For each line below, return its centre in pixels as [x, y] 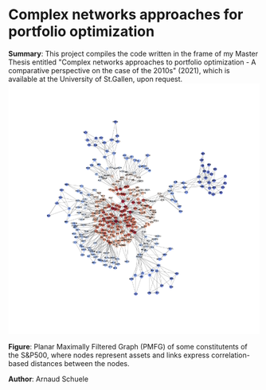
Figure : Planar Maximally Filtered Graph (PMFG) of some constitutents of [128, 346]
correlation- [231, 355]
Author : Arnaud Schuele [49, 379]
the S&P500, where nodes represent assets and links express [109, 355]
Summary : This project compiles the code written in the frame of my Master [133, 53]
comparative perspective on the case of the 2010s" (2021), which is [119, 70]
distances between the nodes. [80, 363]
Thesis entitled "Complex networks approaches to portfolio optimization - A [132, 62]
